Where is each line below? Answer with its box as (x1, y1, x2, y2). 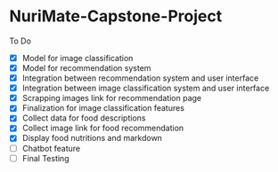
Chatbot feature (21, 143, 81, 153)
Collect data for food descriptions (21, 113, 146, 123)
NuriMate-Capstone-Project (9, 6, 223, 27)
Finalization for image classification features (21, 103, 185, 113)
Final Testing (21, 152, 69, 163)
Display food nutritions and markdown (21, 133, 163, 144)
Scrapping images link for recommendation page (21, 93, 202, 104)
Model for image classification (21, 52, 134, 63)
